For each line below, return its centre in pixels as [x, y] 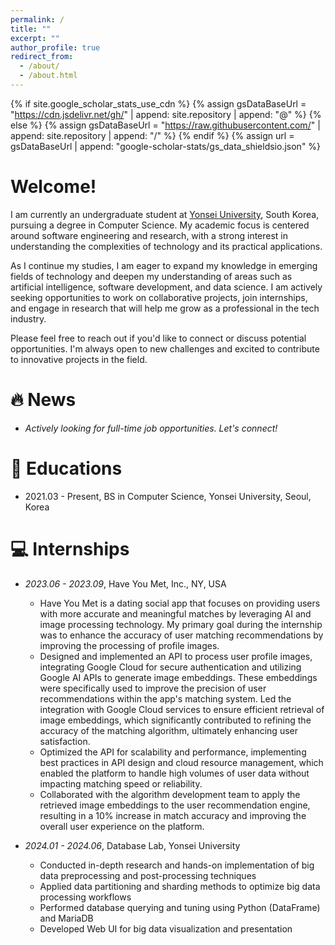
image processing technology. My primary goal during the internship [181, 624]
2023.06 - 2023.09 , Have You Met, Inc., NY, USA [125, 583]
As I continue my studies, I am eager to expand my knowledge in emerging [164, 265]
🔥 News [43, 400]
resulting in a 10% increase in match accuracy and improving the [173, 815]
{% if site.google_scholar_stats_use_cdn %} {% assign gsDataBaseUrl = [158, 103]
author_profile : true [55, 47]
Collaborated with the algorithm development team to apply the [170, 794]
